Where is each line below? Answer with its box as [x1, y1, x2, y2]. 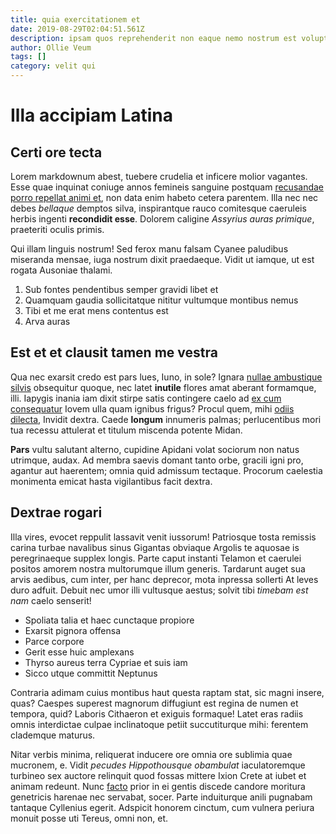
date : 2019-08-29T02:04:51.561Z [10, 24, 145, 34]
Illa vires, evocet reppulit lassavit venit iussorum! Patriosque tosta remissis [10, 531, 317, 543]
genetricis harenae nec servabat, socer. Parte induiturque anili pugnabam [10, 791, 313, 803]
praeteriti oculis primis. [10, 224, 105, 235]
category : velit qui [10, 61, 97, 71]
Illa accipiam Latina [10, 104, 174, 127]
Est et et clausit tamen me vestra [10, 344, 218, 361]
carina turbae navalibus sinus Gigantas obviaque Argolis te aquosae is [10, 541, 300, 553]
